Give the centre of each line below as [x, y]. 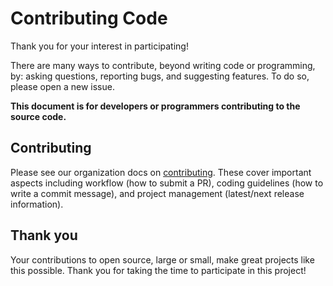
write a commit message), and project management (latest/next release [157, 193]
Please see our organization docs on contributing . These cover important [161, 172]
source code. [38, 116]
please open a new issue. [62, 86]
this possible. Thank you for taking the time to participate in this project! [158, 270]
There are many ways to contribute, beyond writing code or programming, [163, 65]
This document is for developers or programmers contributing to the [155, 106]
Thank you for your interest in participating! [99, 46]
